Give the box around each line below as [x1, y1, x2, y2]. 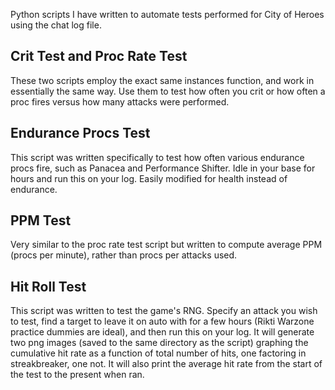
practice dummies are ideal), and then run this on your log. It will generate [10, 326, 315, 338]
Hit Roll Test [10, 278, 87, 295]
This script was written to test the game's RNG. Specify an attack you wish [10, 305, 318, 317]
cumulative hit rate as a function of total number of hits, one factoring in [10, 347, 307, 359]
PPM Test [10, 212, 72, 229]
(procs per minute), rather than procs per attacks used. [10, 249, 238, 261]
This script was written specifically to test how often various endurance [10, 151, 305, 163]
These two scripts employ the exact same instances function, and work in [10, 74, 315, 86]
